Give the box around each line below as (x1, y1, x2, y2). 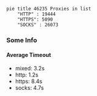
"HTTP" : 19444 (17, 11, 56, 17)
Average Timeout (6, 51, 51, 58)
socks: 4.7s (15, 84, 44, 92)
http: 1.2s (15, 71, 38, 79)
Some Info (6, 35, 38, 44)
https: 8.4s (15, 78, 43, 85)
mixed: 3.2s (15, 65, 45, 72)
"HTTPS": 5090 (17, 17, 53, 23)
